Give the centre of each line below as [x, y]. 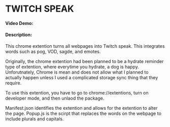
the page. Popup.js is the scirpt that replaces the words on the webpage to [83, 113]
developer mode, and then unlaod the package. [55, 98]
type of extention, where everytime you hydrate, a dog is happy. [72, 67]
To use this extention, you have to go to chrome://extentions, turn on [77, 92]
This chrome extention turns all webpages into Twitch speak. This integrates [85, 46]
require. [13, 83]
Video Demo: [19, 23]
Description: [19, 35]
